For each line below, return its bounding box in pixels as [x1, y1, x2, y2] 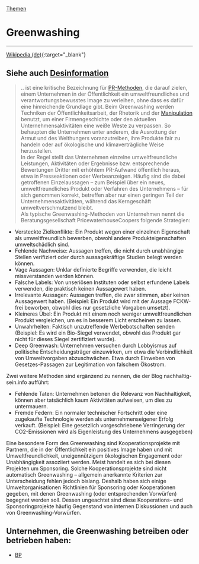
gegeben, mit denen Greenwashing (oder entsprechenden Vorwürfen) [6, 490, 177, 497]
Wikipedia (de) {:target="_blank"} [6, 51, 86, 58]
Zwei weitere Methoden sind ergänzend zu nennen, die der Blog [6, 372, 163, 379]
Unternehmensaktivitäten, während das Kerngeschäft [20, 197, 152, 204]
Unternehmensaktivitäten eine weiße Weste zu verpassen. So [20, 122, 171, 129]
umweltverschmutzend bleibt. [20, 204, 94, 211]
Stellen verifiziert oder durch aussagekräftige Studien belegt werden [14, 253, 182, 260]
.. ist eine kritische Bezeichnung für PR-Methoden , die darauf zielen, [20, 84, 188, 91]
